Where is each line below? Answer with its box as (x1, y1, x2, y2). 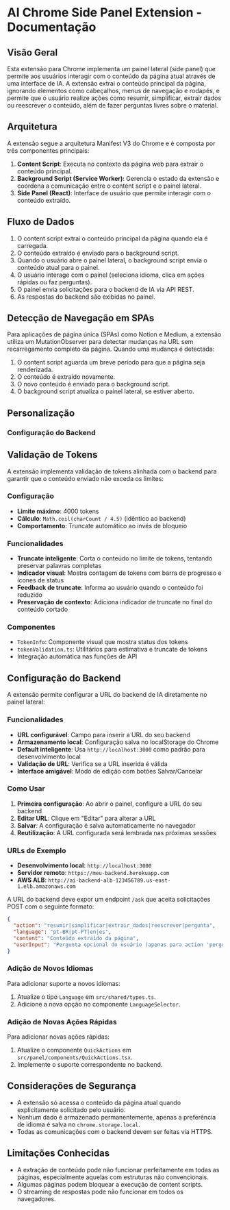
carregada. (16, 241, 49, 249)
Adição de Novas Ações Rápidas (7, 1017, 118, 1026)
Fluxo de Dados (7, 216, 75, 227)
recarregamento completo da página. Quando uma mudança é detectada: (7, 345, 215, 354)
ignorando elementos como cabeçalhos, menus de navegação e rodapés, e (7, 87, 220, 95)
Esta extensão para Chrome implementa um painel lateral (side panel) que (7, 65, 216, 73)
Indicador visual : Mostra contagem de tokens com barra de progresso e (16, 569, 222, 577)
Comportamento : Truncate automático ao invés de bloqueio (16, 521, 188, 530)
